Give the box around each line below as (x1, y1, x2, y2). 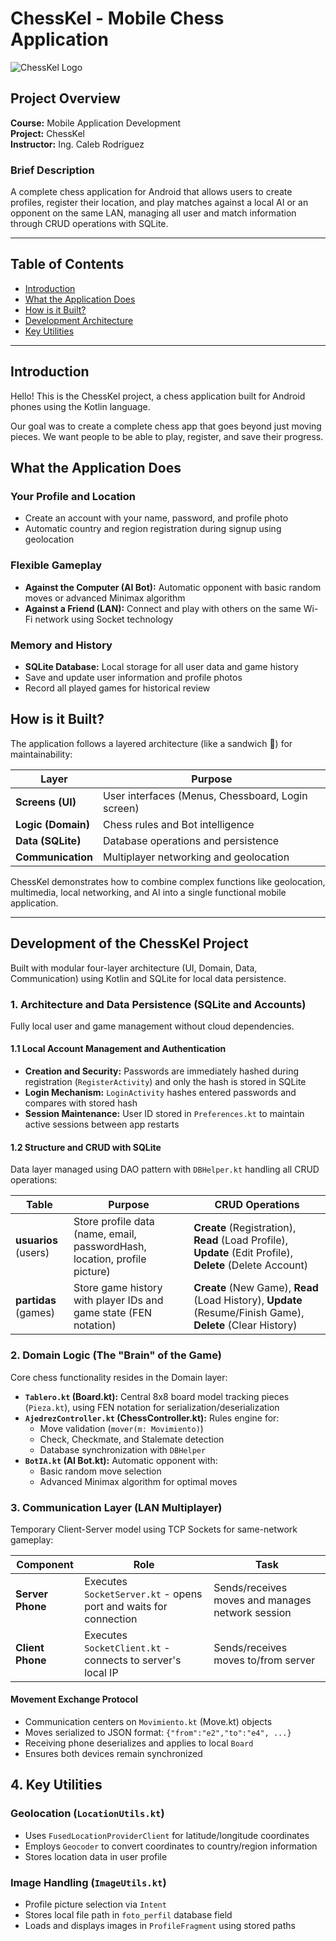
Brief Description (10, 163, 95, 177)
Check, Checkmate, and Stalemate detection (39, 1433, 225, 1445)
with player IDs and (73, 1293, 164, 1307)
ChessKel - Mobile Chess (10, 7, 225, 30)
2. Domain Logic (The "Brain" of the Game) (10, 1348, 222, 1362)
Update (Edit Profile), (193, 1246, 294, 1260)
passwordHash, (73, 1240, 147, 1254)
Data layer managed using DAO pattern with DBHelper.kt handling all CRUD (10, 1163, 320, 1176)
